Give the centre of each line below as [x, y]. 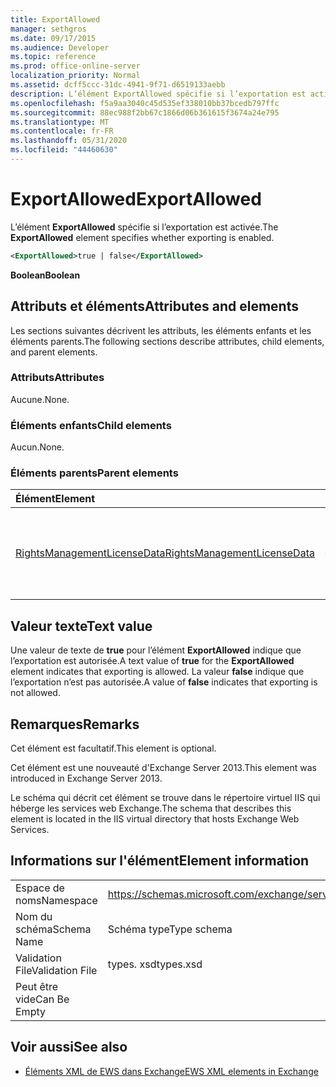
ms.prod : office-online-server [75, 66]
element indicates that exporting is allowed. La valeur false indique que [157, 672]
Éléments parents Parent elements [94, 473]
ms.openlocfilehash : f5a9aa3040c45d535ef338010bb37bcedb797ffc [145, 103]
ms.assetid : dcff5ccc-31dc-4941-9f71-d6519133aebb [118, 85]
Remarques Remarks [75, 724]
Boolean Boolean [45, 275]
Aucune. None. [40, 399]
